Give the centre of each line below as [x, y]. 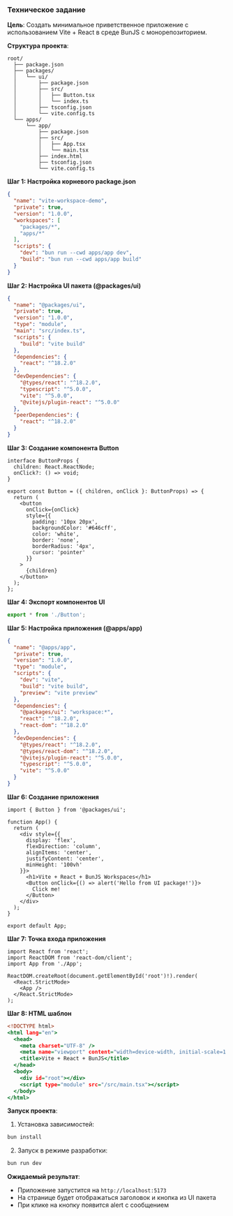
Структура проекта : [38, 46]
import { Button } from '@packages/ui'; [67, 810]
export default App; [37, 926]
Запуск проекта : [32, 1111]
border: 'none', [56, 540]
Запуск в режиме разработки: [62, 1150]
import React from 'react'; [48, 951]
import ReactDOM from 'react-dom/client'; [70, 958]
